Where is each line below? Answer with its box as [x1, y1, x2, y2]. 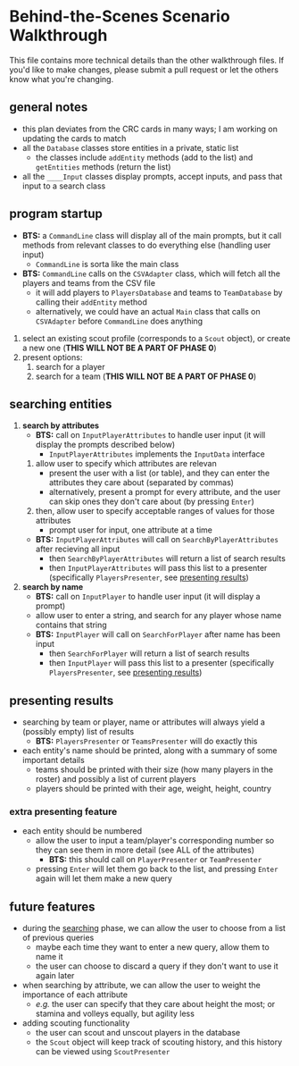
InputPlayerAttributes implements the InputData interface [48, 449, 266, 459]
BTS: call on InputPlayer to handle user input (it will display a [35, 592, 261, 602]
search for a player [35, 361, 105, 372]
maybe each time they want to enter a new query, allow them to [35, 942, 270, 953]
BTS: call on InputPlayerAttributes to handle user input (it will [35, 430, 266, 441]
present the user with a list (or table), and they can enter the [48, 467, 270, 479]
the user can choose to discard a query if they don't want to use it [35, 961, 278, 971]
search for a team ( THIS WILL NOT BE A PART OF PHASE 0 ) [35, 371, 257, 382]
